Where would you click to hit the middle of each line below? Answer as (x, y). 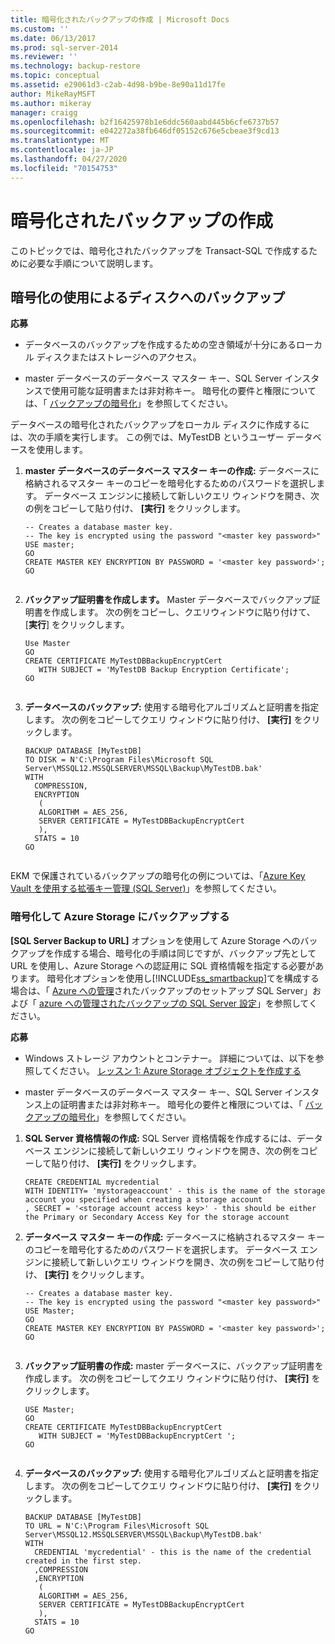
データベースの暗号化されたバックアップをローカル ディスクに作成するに (160, 425)
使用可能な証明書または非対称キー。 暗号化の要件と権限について (184, 391)
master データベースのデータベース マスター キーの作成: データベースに (172, 471)
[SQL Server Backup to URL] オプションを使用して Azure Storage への (155, 940)
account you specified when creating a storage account (143, 1199)
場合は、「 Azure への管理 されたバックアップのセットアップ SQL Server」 (161, 990)
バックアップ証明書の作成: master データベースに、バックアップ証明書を (174, 1365)
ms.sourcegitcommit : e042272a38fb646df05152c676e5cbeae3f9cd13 (145, 131)
